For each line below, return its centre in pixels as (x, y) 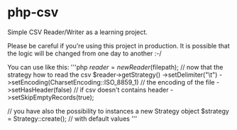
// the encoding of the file (178, 82)
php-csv (33, 12)
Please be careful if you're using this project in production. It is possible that (119, 45)
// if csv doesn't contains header (121, 90)
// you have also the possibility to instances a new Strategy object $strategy (118, 111)
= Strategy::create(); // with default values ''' (72, 119)
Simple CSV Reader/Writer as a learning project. (77, 32)
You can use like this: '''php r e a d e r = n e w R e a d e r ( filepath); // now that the (115, 67)
